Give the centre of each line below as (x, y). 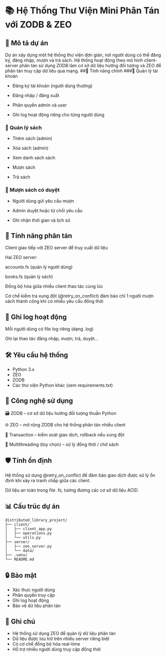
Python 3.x (23, 370)
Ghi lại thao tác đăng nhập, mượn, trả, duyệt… (52, 339)
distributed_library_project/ (36, 520)
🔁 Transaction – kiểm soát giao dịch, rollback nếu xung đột (65, 434)
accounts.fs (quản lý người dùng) (39, 267)
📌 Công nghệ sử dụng (39, 401)
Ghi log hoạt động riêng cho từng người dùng (58, 115)
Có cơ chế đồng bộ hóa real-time (46, 644)
